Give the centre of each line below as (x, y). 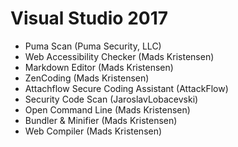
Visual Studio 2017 (89, 18)
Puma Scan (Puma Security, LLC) (93, 46)
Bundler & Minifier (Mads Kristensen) (101, 120)
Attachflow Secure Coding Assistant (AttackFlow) (126, 88)
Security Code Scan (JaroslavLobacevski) (111, 99)
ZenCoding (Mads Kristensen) (87, 78)
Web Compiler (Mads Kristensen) (93, 131)
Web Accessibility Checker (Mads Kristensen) (119, 56)
